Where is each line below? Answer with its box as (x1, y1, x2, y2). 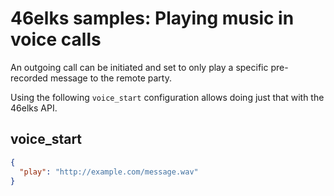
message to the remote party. (49, 72, 172, 84)
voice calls (10, 28, 102, 51)
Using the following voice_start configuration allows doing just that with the (10, 91, 325, 103)
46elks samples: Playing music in (10, 7, 295, 30)
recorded (10, 72, 48, 84)
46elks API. (10, 102, 58, 114)
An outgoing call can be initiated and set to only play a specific (10, 61, 269, 73)
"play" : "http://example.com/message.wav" (19, 167, 199, 177)
